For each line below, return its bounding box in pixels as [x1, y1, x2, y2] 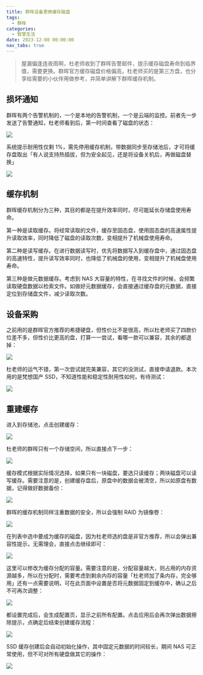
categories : [6, 25, 36, 32]
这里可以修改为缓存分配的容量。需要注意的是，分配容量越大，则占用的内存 [6, 565, 192, 572]
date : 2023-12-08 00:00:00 [6, 37, 74, 43]
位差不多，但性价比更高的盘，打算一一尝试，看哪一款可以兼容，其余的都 [6, 334, 186, 341]
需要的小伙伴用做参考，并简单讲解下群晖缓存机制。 [31, 75, 159, 82]
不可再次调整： [6, 587, 43, 595]
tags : [6, 14, 20, 21]
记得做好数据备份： [16, 484, 65, 492]
